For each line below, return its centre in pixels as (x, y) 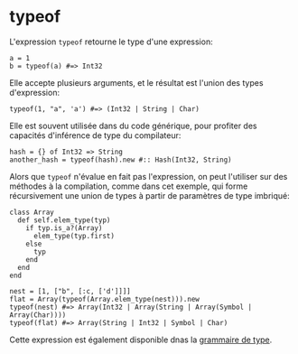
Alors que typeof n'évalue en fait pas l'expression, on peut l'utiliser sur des (149, 176)
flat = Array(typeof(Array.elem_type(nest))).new (105, 299)
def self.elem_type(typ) (64, 220)
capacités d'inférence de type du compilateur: (95, 135)
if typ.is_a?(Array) (64, 228)
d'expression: (35, 92)
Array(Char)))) (38, 315)
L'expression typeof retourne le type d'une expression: (112, 42)
